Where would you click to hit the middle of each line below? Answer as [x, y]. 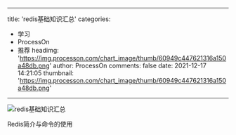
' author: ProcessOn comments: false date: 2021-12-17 [128, 65]
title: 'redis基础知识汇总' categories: [59, 19]
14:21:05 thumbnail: [45, 73]
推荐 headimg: [38, 50]
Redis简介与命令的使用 [40, 124]
